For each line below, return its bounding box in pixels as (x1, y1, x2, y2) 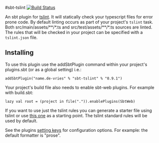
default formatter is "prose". (5, 132, 61, 138)
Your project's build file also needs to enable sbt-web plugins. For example (5, 84, 155, 90)
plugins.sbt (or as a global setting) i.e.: (5, 66, 81, 72)
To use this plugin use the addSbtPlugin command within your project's (5, 61, 147, 67)
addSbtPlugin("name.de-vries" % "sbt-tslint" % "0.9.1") (5, 76, 123, 81)
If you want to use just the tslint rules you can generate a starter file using (5, 107, 152, 113)
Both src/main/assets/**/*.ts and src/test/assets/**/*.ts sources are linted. (5, 24, 153, 30)
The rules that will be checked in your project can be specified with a (5, 30, 143, 35)
